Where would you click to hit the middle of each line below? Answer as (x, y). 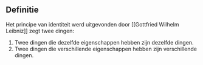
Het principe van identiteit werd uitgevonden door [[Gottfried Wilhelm (93, 24)
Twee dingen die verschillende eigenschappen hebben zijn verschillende (105, 49)
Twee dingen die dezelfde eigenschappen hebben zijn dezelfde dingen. (104, 42)
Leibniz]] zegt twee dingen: (40, 31)
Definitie (22, 10)
